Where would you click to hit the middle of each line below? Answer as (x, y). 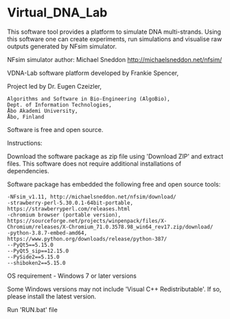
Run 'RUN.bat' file (33, 309)
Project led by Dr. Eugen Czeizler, (54, 86)
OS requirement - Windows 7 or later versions (72, 276)
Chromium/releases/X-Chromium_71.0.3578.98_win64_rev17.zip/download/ (110, 227)
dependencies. (28, 170)
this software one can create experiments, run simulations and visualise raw (115, 38)
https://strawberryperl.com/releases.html (69, 209)
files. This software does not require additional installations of (94, 164)
